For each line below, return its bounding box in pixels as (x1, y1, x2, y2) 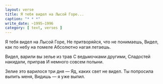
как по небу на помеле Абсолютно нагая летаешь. (5, 44, 111, 50)
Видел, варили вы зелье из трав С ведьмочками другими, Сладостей (5, 54, 151, 59)
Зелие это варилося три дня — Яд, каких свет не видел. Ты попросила (5, 68, 154, 74)
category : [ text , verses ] (5, 26, 63, 30)
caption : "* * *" (5, 16, 41, 21)
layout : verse (5, 7, 34, 12)
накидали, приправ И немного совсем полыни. (5, 59, 104, 65)
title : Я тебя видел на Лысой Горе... (5, 12, 84, 17)
